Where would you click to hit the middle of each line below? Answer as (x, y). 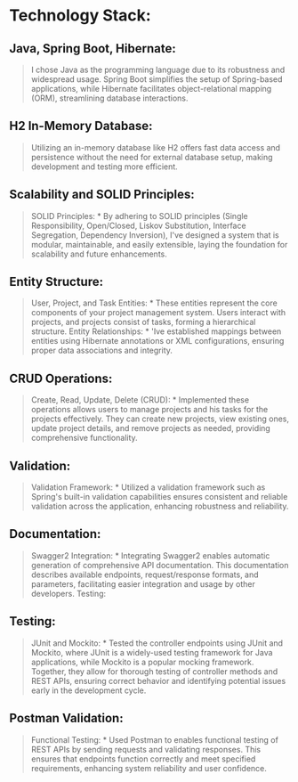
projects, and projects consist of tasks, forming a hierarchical (143, 322)
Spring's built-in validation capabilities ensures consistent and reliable (159, 497)
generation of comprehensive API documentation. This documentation (160, 565)
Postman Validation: (66, 718)
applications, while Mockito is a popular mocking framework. (142, 662)
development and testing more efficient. (104, 167)
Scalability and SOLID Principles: (102, 195)
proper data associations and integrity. (102, 350)
